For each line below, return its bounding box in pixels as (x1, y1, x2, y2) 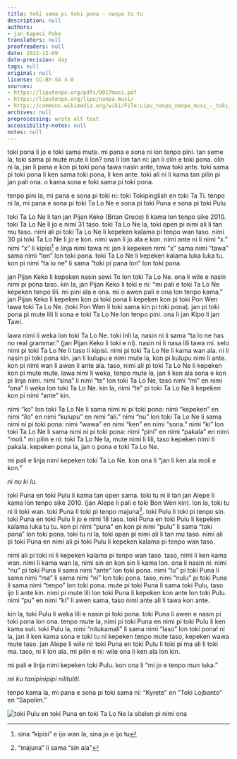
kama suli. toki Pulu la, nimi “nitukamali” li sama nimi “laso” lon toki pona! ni (7, 624, 226, 633)
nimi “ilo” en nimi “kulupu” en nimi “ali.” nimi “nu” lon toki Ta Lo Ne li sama (7, 412, 222, 421)
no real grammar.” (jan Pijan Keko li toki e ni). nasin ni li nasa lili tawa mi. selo (7, 339, 229, 347)
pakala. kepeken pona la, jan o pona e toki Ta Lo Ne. (7, 443, 159, 451)
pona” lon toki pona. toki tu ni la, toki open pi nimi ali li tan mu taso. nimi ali (7, 530, 224, 538)
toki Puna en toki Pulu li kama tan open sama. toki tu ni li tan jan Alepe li (7, 491, 215, 500)
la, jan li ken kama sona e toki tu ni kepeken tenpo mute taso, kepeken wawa (7, 632, 229, 640)
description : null (7, 17, 61, 24)
